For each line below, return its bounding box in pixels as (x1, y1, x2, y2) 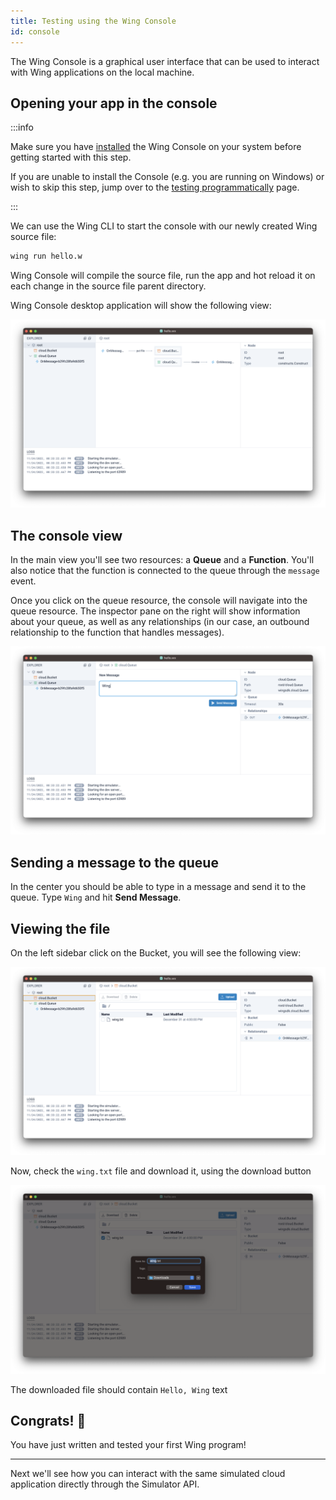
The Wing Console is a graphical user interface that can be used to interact (10, 55, 320, 67)
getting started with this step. (10, 151, 132, 164)
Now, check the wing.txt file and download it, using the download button (10, 1165, 312, 1177)
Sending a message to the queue (10, 854, 219, 871)
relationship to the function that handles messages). (10, 626, 225, 639)
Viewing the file (10, 920, 111, 937)
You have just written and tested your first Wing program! (10, 1439, 247, 1451)
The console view (10, 527, 123, 544)
